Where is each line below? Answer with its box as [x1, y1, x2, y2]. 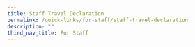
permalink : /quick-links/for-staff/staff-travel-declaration [7, 17, 189, 23]
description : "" [7, 23, 54, 30]
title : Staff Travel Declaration [7, 10, 104, 17]
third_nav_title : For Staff [7, 29, 89, 37]
